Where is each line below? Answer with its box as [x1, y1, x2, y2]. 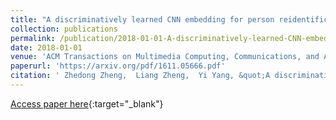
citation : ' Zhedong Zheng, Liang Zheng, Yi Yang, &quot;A [10, 71, 271, 81]
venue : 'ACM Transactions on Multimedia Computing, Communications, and [10, 52, 320, 62]
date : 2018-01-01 [10, 42, 83, 53]
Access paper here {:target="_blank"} [10, 97, 164, 110]
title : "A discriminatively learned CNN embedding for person [10, 14, 275, 25]
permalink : [10, 33, 56, 43]
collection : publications [10, 24, 118, 34]
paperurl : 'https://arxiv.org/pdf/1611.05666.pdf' [10, 61, 226, 71]
